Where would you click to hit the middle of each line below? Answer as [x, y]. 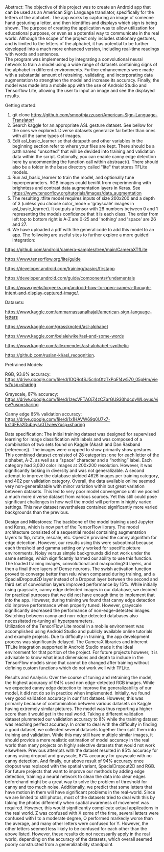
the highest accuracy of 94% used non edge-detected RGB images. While [80, 683]
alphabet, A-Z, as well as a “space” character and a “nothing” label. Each [79, 460]
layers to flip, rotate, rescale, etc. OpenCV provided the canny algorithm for [81, 537]
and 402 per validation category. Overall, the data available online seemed [80, 481]
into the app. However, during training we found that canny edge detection [80, 600]
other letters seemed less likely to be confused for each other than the [76, 829]
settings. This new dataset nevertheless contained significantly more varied [81, 507]
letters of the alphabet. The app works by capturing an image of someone [80, 17]
